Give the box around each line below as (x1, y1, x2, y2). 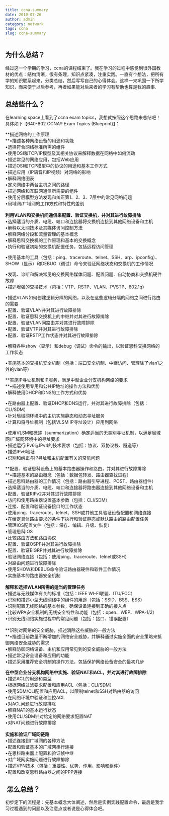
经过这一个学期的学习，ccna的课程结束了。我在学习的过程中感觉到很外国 (5, 65, 157, 71)
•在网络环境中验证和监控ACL (5, 694, 65, 700)
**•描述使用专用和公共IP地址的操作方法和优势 (5, 383, 100, 389)
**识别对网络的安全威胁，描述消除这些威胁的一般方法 (5, 627, 116, 633)
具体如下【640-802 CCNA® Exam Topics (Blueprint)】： (5, 120, 120, 126)
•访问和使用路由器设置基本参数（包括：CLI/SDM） (5, 497, 110, 503)
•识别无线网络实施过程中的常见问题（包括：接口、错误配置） (5, 615, 131, 621)
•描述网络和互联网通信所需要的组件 (5, 188, 78, 194)
